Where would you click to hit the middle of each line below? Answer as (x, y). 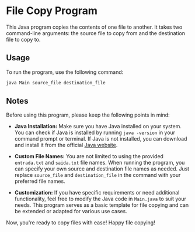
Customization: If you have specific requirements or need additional (97, 193)
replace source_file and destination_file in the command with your (97, 175)
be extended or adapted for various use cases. (71, 211)
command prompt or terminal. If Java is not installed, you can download (101, 139)
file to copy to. (23, 39)
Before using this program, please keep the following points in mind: (88, 115)
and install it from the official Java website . (66, 145)
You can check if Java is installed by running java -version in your (95, 132)
